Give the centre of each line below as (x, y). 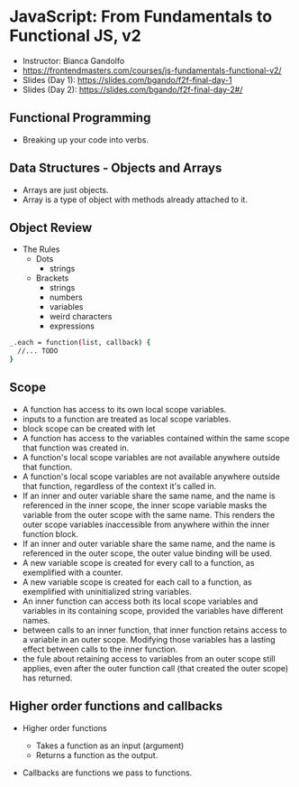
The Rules (41, 249)
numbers (66, 297)
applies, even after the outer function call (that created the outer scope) (155, 668)
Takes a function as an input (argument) (110, 745)
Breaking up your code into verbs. (86, 139)
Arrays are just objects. (66, 190)
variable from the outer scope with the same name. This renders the (149, 514)
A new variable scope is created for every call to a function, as (138, 562)
